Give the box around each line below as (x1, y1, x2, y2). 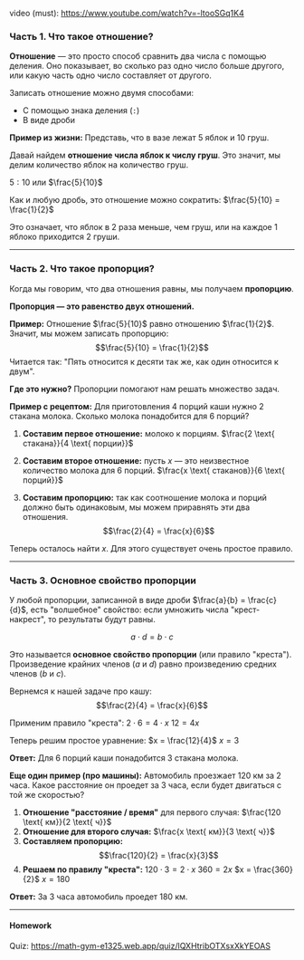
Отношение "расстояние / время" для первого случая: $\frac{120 (22, 806, 281, 818)
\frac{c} (247, 594, 278, 605)
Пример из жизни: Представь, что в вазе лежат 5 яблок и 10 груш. (9, 132, 270, 143)
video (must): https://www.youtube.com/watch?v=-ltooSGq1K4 (9, 8, 244, 18)
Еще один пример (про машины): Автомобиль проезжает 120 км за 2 (9, 770, 282, 781)
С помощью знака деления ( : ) (22, 105, 140, 116)
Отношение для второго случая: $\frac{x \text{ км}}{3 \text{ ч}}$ (22, 826, 276, 837)
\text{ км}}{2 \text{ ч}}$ (22, 816, 112, 827)
